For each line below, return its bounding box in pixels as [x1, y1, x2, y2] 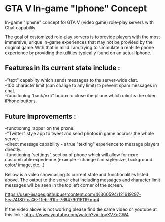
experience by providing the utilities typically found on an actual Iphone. [5, 50, 152, 56]
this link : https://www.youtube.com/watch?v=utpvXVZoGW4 [5, 211, 129, 217]
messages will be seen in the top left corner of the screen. [5, 182, 124, 188]
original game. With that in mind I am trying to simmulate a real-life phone [5, 44, 154, 50]
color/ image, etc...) [5, 162, 45, 168]
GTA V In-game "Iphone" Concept [5, 3, 147, 14]
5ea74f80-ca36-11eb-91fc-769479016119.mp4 [5, 196, 99, 202]
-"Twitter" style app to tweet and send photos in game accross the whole [5, 130, 154, 136]
